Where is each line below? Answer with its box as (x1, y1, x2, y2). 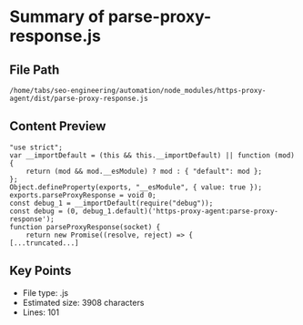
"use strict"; (9, 143, 64, 152)
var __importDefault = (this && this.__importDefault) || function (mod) (9, 150, 296, 160)
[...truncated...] (9, 239, 79, 248)
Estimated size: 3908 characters (22, 297, 145, 308)
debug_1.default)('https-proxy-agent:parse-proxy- (82, 207, 279, 216)
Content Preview (9, 118, 106, 134)
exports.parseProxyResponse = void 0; (9, 190, 157, 199)
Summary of (9, 6, 105, 27)
